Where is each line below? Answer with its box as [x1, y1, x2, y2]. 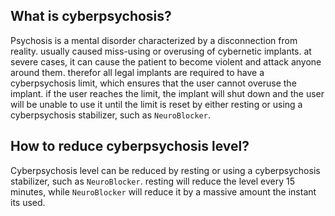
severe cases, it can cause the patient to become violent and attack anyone [10, 55, 322, 68]
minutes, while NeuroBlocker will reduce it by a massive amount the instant [10, 185, 317, 198]
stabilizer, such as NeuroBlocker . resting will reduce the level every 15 [10, 175, 295, 187]
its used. [10, 196, 46, 208]
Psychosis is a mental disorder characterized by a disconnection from [10, 34, 298, 46]
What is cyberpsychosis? [10, 8, 172, 25]
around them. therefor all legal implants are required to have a [10, 66, 265, 78]
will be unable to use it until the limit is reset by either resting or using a [10, 98, 303, 110]
